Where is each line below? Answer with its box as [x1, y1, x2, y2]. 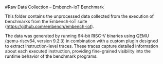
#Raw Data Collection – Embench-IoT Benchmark [5, 4, 104, 10]
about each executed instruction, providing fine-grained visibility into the [5, 48, 151, 54]
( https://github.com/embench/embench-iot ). [5, 24, 94, 29]
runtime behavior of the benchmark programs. [5, 53, 98, 59]
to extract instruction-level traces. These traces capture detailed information [5, 43, 159, 49]
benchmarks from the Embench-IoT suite [5, 19, 88, 24]
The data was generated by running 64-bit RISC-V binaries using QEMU [5, 33, 149, 38]
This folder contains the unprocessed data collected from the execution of [5, 13, 154, 19]
